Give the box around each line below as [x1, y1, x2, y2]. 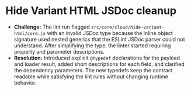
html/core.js [13, 30, 46, 36]
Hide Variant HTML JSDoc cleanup [5, 4, 176, 17]
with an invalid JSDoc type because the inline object [47, 29, 173, 36]
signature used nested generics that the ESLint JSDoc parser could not [13, 36, 185, 43]
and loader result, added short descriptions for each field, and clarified [13, 60, 185, 68]
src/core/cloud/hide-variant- [91, 24, 165, 30]
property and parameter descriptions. [13, 48, 105, 55]
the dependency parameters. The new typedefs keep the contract [13, 66, 173, 73]
